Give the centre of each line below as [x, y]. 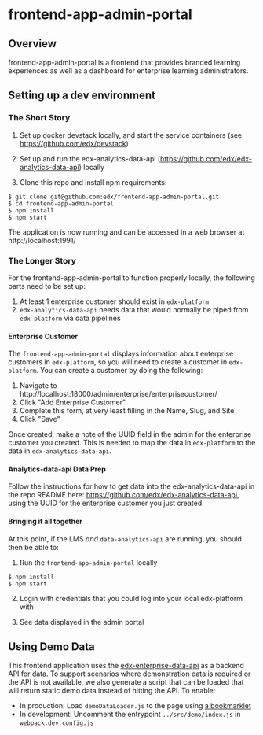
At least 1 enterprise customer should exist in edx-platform [114, 301]
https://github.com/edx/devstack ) [74, 143]
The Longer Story [42, 260]
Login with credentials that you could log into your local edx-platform [131, 598]
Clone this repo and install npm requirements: [93, 182]
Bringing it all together [45, 521]
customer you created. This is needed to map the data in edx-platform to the [132, 443]
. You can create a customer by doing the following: [120, 371]
